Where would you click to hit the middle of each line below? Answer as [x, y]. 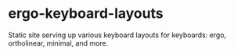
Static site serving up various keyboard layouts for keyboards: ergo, [117, 35]
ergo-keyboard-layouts [86, 14]
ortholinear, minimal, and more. [58, 43]
